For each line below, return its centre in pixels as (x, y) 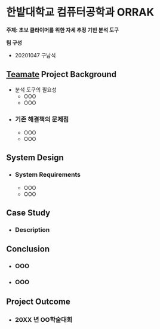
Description (32, 230)
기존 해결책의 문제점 (42, 119)
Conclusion (28, 249)
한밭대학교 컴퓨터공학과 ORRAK (80, 12)
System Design (35, 158)
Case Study (28, 213)
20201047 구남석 (35, 55)
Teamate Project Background (61, 74)
